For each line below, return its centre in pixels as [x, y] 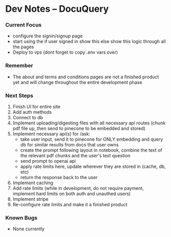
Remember [19, 66]
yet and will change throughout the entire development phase [77, 82]
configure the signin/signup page [48, 36]
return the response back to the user [59, 178]
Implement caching [33, 183]
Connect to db [28, 118]
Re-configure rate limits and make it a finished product [70, 205]
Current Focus [23, 25]
